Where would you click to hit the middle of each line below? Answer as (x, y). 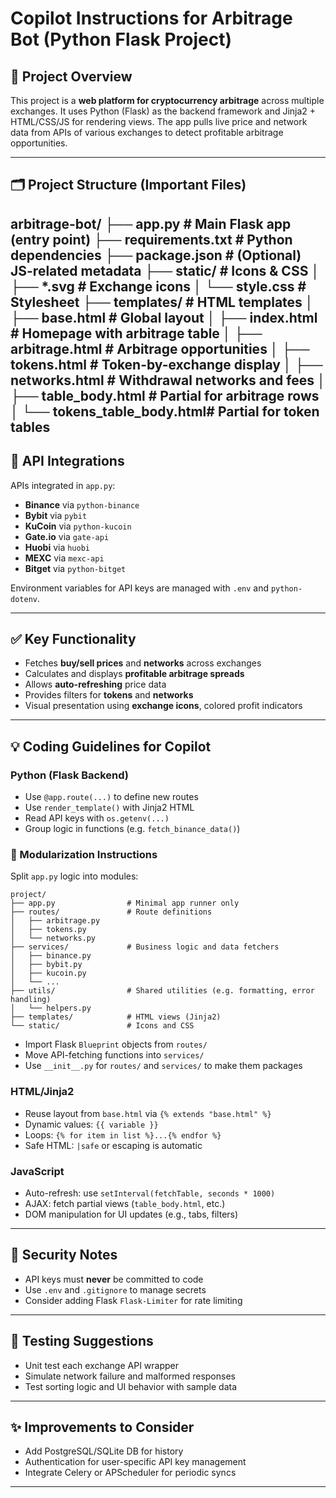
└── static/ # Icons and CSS (102, 1026)
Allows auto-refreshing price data (95, 684)
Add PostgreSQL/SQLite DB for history (104, 1451)
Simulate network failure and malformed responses (130, 1376)
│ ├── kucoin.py (48, 973)
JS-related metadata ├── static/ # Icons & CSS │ (165, 270)
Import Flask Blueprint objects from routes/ (116, 1044)
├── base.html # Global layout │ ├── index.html (164, 317)
